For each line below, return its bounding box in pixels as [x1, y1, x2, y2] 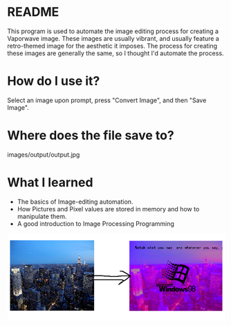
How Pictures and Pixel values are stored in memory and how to [17, 204, 200, 213]
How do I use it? [7, 73, 100, 89]
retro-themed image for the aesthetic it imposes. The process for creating [7, 41, 218, 50]
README [7, 4, 59, 20]
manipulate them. [17, 212, 67, 220]
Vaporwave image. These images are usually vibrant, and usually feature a [7, 34, 219, 42]
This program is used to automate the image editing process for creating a [7, 27, 219, 35]
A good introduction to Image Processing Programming [17, 219, 175, 228]
